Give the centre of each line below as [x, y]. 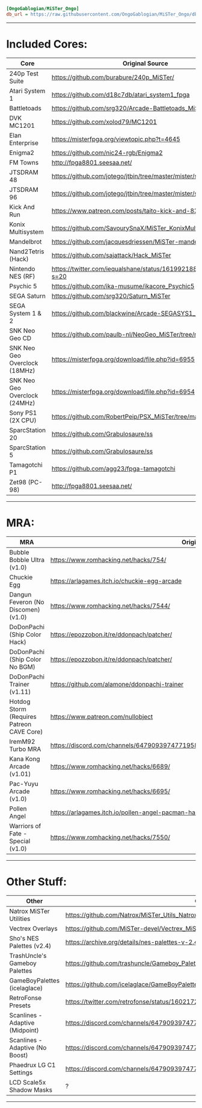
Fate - [18, 834]
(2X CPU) [23, 420]
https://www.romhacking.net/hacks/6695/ [110, 791]
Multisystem [26, 232]
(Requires [23, 717]
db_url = [17, 14]
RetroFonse [26, 998]
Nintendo [22, 268]
